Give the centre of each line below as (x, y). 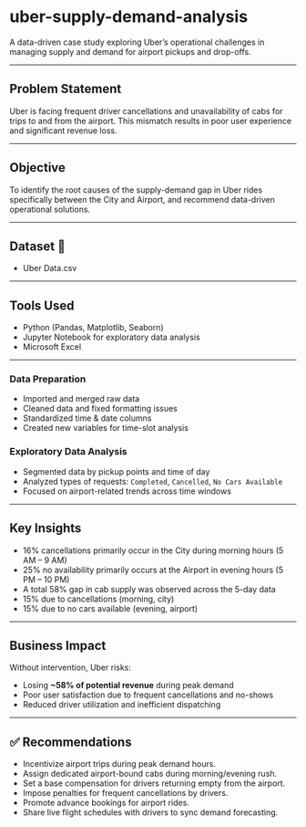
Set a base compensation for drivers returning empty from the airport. (154, 783)
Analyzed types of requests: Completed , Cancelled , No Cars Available (153, 481)
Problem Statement (66, 89)
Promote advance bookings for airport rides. (106, 803)
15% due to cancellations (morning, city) (98, 599)
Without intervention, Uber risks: (71, 667)
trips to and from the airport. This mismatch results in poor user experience (151, 120)
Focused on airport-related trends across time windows (127, 491)
